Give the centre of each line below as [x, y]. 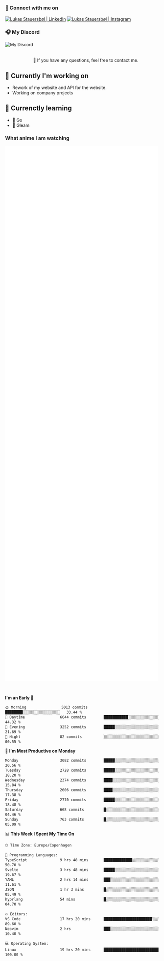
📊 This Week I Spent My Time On [40, 834]
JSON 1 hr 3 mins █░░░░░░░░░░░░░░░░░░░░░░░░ [82, 889]
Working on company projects [43, 93]
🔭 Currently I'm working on [47, 76]
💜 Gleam [21, 125]
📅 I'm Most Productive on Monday [40, 751]
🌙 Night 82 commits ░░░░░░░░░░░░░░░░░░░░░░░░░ [82, 737]
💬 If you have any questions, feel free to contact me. [86, 60]
